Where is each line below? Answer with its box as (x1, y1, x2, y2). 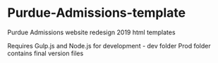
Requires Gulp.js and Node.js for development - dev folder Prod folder (7, 41, 211, 50)
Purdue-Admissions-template (7, 5, 186, 21)
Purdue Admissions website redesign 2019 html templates (7, 28, 176, 36)
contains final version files (7, 49, 84, 57)
